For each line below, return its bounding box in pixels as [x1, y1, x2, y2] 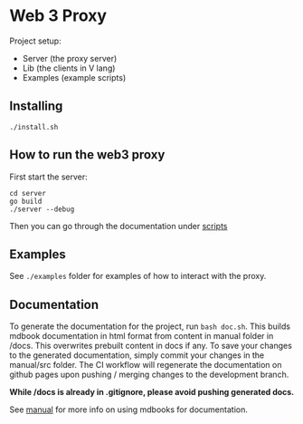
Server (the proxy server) [22, 53, 118, 63]
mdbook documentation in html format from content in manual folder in [9, 331, 274, 342]
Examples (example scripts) [22, 72, 127, 82]
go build [9, 197, 43, 206]
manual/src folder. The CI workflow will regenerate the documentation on [9, 360, 282, 371]
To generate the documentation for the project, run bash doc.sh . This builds [9, 321, 291, 332]
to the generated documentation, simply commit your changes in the [9, 350, 265, 361]
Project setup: [9, 35, 62, 46]
